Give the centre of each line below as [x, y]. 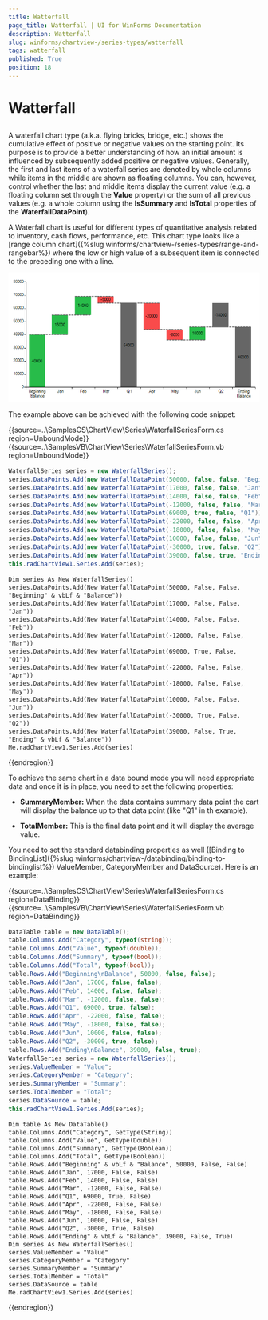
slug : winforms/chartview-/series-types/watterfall [96, 42]
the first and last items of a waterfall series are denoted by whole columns [130, 170]
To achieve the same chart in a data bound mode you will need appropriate [131, 778]
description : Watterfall [49, 34]
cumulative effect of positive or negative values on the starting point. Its [126, 144]
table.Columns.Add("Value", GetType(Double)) [85, 1140]
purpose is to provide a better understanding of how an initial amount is [126, 153]
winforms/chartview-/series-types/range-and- [182, 245]
